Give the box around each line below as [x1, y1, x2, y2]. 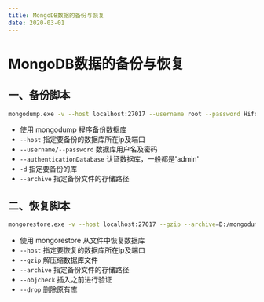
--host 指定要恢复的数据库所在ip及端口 [19, 246, 145, 255]
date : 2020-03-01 [8, 19, 65, 27]
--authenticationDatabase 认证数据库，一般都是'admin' [19, 155, 200, 164]
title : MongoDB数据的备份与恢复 [8, 11, 104, 20]
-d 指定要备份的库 [19, 164, 78, 173]
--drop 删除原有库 [19, 285, 78, 294]
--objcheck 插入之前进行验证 [19, 275, 112, 285]
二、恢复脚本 [8, 199, 71, 213]
